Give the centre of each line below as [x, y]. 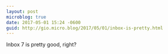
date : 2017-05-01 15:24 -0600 [44, 22]
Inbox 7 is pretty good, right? [42, 45]
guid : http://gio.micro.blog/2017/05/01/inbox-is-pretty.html [85, 28]
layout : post [22, 11]
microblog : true [26, 17]
